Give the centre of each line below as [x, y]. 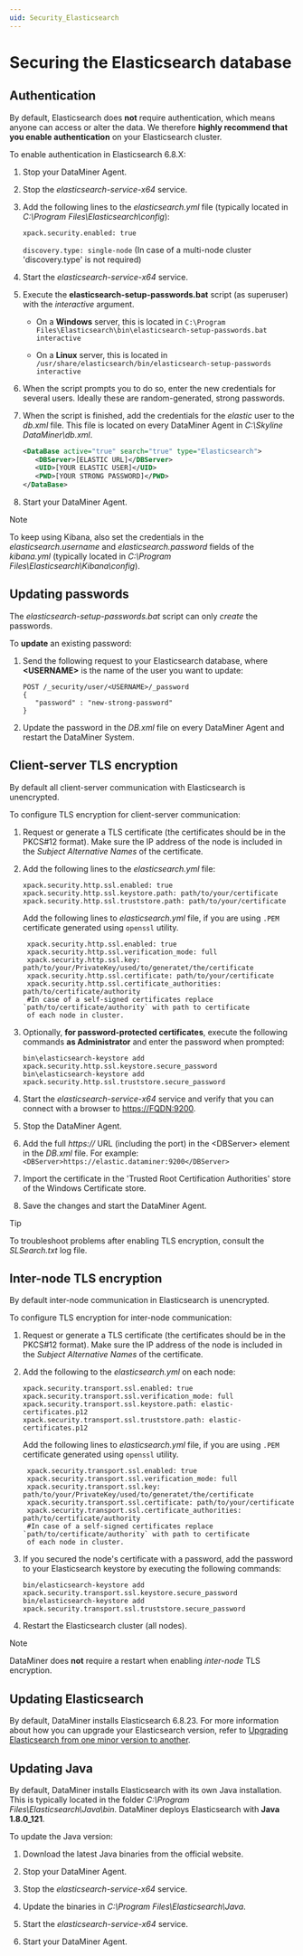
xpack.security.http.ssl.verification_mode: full [122, 952]
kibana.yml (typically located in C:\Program [90, 556]
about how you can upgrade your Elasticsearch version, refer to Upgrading [149, 1730]
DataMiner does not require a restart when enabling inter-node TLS [135, 1661]
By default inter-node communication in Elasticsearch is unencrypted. [139, 1300]
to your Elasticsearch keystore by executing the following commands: [152, 1569]
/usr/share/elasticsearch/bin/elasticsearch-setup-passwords [153, 364]
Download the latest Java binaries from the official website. [133, 1854]
